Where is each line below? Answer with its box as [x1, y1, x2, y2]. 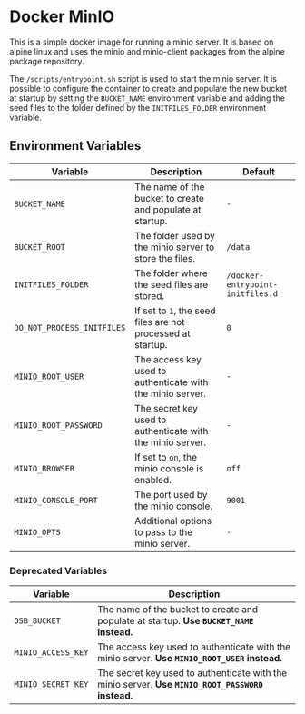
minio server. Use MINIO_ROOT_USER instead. [96, 652, 283, 665]
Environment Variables [9, 138, 142, 154]
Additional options [134, 514, 212, 527]
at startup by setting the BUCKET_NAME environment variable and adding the [9, 93, 286, 104]
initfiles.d [226, 288, 279, 299]
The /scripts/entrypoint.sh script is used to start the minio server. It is [9, 73, 277, 84]
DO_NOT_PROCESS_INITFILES [14, 322, 126, 332]
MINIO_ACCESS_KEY [14, 648, 89, 658]
